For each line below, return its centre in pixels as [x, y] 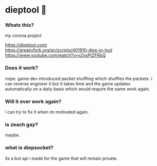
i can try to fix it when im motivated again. [47, 112]
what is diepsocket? [29, 148]
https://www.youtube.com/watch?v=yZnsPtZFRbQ [55, 55]
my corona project [23, 35]
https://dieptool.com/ [26, 45]
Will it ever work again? [33, 101]
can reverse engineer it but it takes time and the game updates [68, 83]
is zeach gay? [22, 124]
